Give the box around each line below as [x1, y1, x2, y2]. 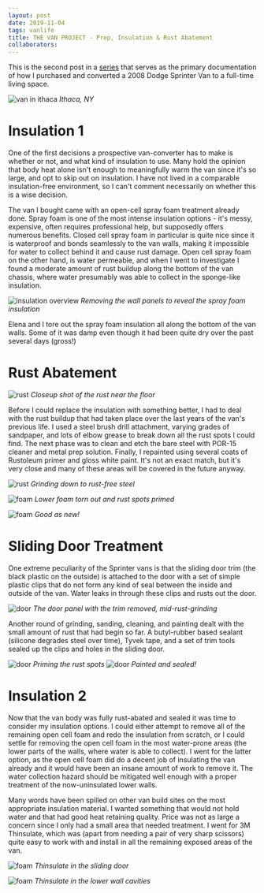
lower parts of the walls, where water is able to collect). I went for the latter [8, 746, 252, 756]
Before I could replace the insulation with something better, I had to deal [8, 405, 242, 415]
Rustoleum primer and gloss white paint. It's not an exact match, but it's [8, 456, 241, 465]
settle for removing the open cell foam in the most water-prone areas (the [8, 738, 247, 747]
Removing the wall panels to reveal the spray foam [80, 296, 246, 306]
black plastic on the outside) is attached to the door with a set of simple [8, 571, 240, 581]
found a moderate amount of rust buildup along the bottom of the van [8, 264, 234, 273]
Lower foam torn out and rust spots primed [34, 494, 175, 504]
